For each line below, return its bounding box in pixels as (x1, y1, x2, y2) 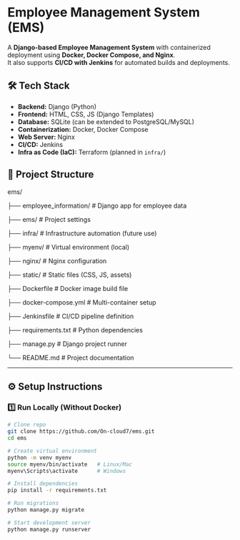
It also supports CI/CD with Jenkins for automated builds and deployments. (7, 58, 230, 66)
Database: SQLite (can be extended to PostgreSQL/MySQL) (17, 117, 195, 126)
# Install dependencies (7, 480, 79, 487)
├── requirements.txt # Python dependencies (7, 325, 143, 334)
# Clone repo (7, 422, 46, 429)
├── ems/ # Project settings (7, 215, 91, 223)
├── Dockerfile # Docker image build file (7, 284, 129, 292)
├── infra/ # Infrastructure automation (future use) (7, 229, 157, 238)
